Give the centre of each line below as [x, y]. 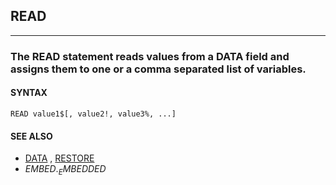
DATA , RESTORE [59, 158]
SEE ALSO [31, 136]
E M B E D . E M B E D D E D [65, 170]
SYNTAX [29, 93]
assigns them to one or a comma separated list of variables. [158, 69]
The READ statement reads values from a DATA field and [150, 56]
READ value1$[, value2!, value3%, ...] [93, 114]
